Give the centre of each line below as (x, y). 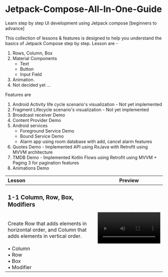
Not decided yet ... (31, 85)
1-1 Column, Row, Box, (41, 197)
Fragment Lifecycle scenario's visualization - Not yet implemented (80, 109)
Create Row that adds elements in (47, 223)
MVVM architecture (32, 152)
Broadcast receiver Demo (39, 115)
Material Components (35, 58)
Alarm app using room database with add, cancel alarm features (86, 141)
